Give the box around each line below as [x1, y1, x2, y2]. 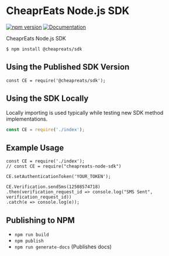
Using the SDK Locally [6, 94, 89, 104]
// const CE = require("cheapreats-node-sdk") [6, 163, 122, 169]
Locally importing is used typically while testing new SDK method [6, 109, 164, 116]
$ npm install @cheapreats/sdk [6, 46, 82, 52]
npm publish [14, 238, 44, 244]
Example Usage [6, 142, 64, 153]
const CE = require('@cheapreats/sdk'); [6, 77, 106, 83]
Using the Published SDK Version [6, 62, 130, 72]
